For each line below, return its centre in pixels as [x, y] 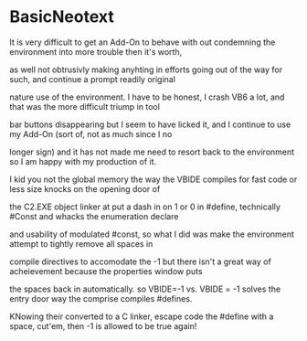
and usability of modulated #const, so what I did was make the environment [152, 234]
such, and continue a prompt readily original [93, 79]
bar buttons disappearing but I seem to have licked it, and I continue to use [150, 124]
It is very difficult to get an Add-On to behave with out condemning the [143, 42]
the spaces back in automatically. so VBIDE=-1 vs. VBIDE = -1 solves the [145, 289]
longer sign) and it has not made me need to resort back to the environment [152, 152]
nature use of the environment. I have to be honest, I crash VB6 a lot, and [147, 97]
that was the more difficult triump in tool [85, 106]
